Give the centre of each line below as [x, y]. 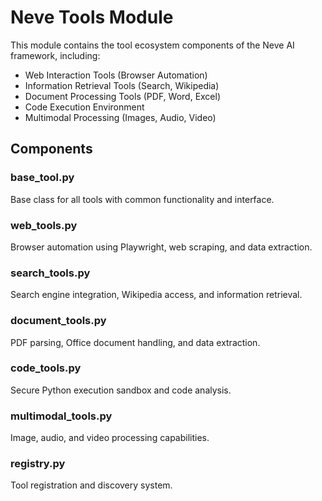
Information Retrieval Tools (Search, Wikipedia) [122, 85]
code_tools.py [46, 368]
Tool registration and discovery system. [91, 485]
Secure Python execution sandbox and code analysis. [121, 390]
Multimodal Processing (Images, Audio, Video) [120, 117]
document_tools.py [58, 321]
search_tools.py [50, 273]
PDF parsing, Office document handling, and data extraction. [135, 342]
